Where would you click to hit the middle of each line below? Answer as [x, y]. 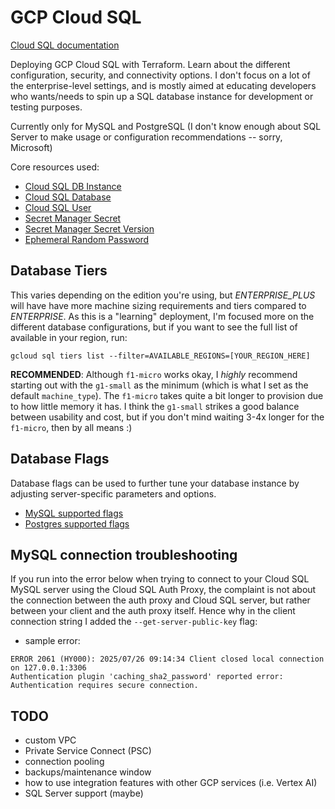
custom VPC [50, 740]
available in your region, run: [69, 337]
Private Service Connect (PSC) [88, 751]
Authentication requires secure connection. [104, 686]
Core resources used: [55, 167]
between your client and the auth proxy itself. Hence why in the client [153, 611]
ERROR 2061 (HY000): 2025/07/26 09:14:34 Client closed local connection [167, 659]
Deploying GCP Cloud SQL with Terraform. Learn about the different [150, 64]
